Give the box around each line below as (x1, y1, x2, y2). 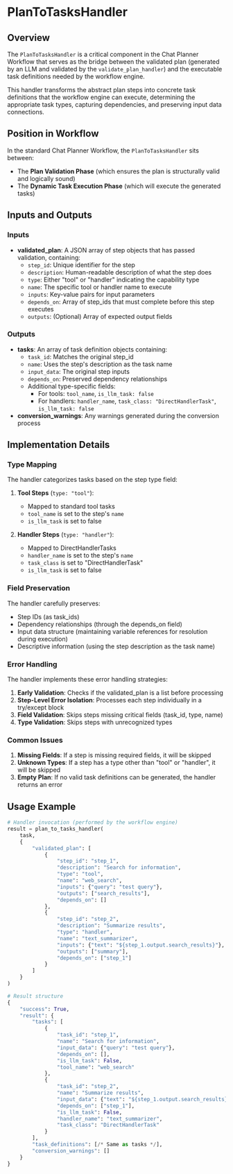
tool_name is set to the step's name (27, 510, 125, 518)
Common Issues (7, 736, 64, 745)
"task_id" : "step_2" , (56, 1083, 119, 1090)
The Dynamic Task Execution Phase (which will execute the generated (17, 182, 221, 190)
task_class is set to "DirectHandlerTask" (27, 559, 144, 567)
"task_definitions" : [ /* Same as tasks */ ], (32, 1141, 163, 1148)
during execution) (17, 635, 68, 643)
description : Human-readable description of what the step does (27, 268, 212, 276)
